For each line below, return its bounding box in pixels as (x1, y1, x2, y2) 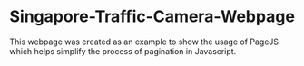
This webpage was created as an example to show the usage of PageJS (9, 36, 279, 47)
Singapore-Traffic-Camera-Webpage (9, 6, 295, 27)
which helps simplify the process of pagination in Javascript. (9, 45, 237, 56)
